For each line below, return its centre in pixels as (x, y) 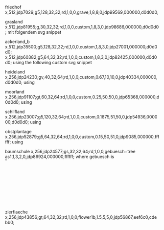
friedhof (13, 7)
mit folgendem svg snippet (35, 32)
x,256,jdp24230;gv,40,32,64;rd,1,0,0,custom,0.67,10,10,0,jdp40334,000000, (81, 77)
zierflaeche (16, 212)
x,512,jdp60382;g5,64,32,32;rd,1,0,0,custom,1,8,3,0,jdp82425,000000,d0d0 (81, 57)
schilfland (15, 112)
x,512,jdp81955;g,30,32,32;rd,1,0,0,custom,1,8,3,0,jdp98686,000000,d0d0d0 (82, 27)
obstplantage (18, 131)
